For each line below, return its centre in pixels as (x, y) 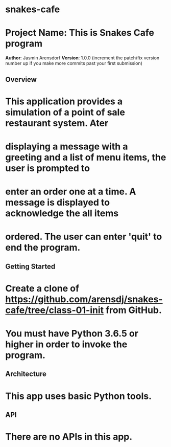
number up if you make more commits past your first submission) (74, 63)
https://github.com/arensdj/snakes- (84, 299)
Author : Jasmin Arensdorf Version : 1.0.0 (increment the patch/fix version (82, 58)
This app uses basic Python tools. (79, 396)
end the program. (43, 248)
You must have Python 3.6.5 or (72, 334)
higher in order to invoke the (66, 344)
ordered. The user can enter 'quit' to (84, 237)
